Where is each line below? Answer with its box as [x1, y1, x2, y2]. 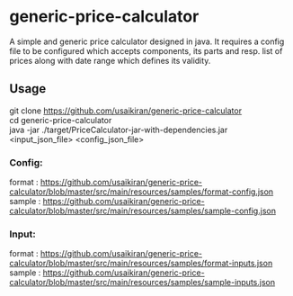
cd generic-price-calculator [9, 114, 112, 125]
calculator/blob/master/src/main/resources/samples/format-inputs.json [9, 258, 273, 269]
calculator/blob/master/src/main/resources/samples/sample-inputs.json [9, 277, 276, 288]
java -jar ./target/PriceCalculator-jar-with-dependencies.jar [9, 124, 228, 135]
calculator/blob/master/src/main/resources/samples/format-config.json [9, 186, 274, 197]
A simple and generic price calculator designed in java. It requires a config [9, 36, 285, 47]
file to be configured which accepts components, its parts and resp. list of [9, 45, 283, 56]
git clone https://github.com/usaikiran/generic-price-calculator [9, 105, 243, 116]
